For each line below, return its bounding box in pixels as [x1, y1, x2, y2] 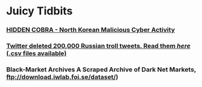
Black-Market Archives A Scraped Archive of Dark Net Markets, [6, 65, 197, 73]
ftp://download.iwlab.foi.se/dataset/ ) [6, 73, 119, 81]
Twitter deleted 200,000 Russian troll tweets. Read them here [6, 42, 191, 50]
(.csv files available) [6, 49, 67, 58]
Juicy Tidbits [6, 4, 73, 18]
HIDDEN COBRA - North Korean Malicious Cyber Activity [6, 26, 175, 34]
